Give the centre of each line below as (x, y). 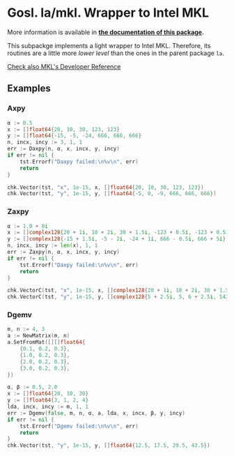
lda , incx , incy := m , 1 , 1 (48, 407)
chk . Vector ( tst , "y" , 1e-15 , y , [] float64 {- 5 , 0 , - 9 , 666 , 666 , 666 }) (112, 194)
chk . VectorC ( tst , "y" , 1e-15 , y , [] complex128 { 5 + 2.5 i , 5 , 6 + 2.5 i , (112, 297)
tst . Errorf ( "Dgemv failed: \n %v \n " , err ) (79, 426)
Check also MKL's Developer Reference (64, 66)
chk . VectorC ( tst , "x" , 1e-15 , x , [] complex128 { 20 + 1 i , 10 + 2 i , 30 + (112, 291)
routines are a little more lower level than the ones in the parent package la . (116, 53)
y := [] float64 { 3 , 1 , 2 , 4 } (48, 400)
